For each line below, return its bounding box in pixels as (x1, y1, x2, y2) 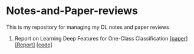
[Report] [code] (14, 41, 52, 48)
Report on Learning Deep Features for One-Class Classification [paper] (14, 35, 188, 42)
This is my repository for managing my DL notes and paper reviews (6, 23, 169, 31)
